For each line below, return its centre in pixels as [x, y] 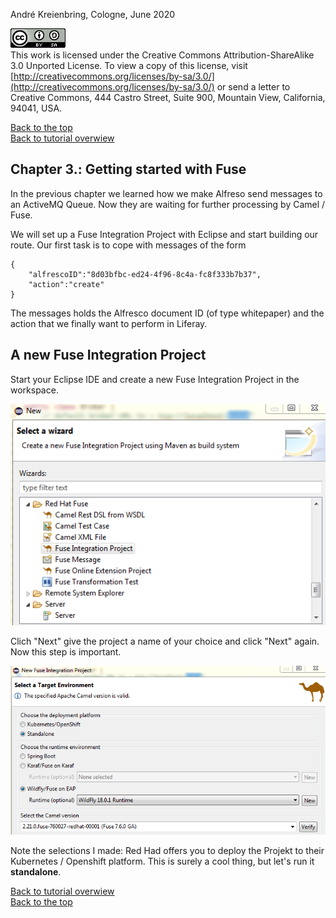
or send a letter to [253, 87]
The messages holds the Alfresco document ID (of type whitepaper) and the [167, 313]
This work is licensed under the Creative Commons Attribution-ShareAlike [162, 55]
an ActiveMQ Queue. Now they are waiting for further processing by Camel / [168, 204]
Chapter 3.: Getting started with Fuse [128, 169]
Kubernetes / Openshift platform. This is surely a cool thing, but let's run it [162, 861]
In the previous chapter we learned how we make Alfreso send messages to [166, 193]
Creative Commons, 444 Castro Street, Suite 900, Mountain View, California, [168, 97]
